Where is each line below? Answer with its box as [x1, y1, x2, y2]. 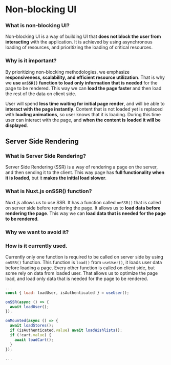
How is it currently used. [5, 242, 68, 249]
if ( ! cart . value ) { [10, 332, 52, 337]
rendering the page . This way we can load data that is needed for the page [5, 210, 166, 216]
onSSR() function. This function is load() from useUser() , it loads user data [5, 259, 162, 265]
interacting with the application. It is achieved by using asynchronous [5, 39, 153, 45]
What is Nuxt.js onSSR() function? [5, 188, 92, 195]
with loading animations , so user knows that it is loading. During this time [5, 111, 161, 117]
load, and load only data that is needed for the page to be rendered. [5, 275, 148, 282]
